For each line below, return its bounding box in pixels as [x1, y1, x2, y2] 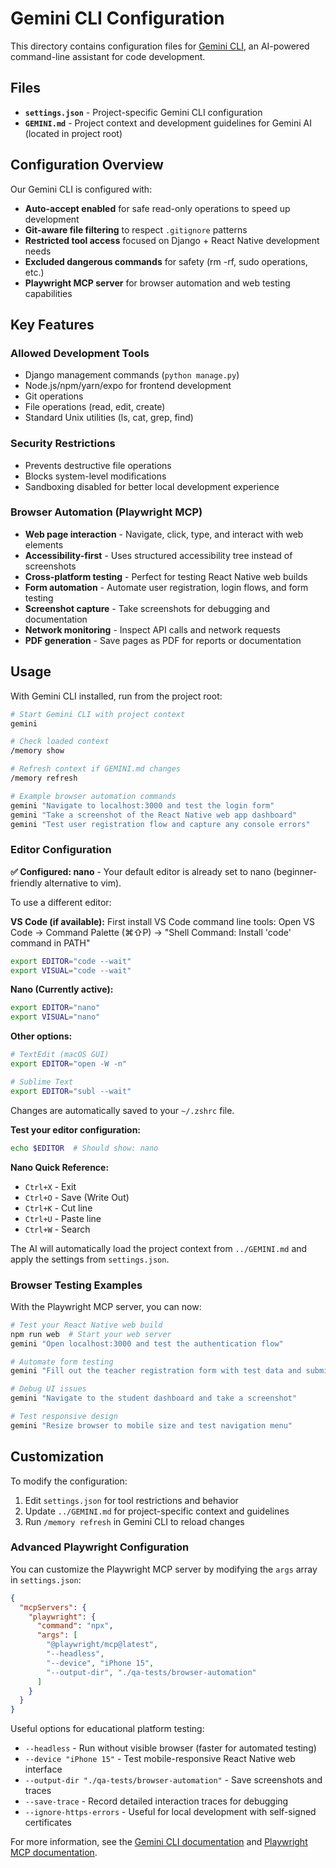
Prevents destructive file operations [24, 459, 172, 471]
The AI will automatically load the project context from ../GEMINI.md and [10, 1242, 308, 1254]
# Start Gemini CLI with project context [10, 709, 186, 719]
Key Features [10, 316, 95, 333]
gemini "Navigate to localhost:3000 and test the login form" [10, 800, 275, 811]
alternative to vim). [44, 877, 122, 889]
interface [24, 1763, 63, 1776]
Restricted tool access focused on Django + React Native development [24, 234, 320, 246]
